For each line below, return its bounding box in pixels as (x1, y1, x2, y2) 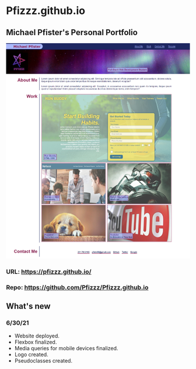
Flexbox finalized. (14, 338, 57, 346)
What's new (6, 301, 51, 311)
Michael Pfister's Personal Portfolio (6, 27, 138, 37)
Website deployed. (14, 332, 60, 339)
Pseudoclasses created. (14, 357, 73, 364)
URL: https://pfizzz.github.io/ (6, 268, 92, 276)
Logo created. (14, 351, 48, 358)
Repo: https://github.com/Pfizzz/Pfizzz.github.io (6, 283, 149, 291)
